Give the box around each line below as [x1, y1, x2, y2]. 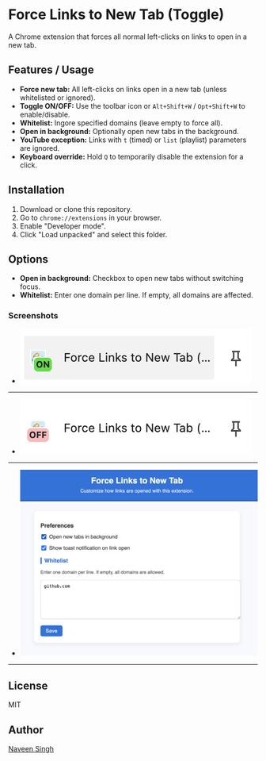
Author [8, 723, 44, 736]
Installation [8, 183, 65, 197]
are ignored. [19, 143, 60, 152]
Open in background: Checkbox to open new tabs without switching [19, 274, 244, 283]
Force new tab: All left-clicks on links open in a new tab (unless [19, 84, 227, 94]
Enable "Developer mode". [19, 221, 106, 231]
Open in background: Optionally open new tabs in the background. [19, 126, 239, 136]
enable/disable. [19, 110, 70, 119]
